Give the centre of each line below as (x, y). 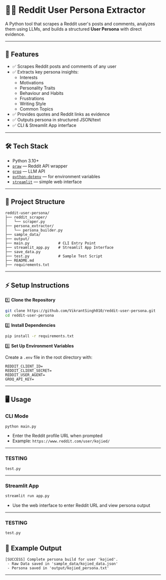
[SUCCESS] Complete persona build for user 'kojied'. (62, 559)
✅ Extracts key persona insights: (45, 72)
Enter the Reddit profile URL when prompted (57, 436)
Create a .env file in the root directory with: (49, 357)
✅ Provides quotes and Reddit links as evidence (61, 114)
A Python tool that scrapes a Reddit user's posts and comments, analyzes (80, 24)
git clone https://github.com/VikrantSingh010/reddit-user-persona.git (80, 311)
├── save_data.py (23, 252)
